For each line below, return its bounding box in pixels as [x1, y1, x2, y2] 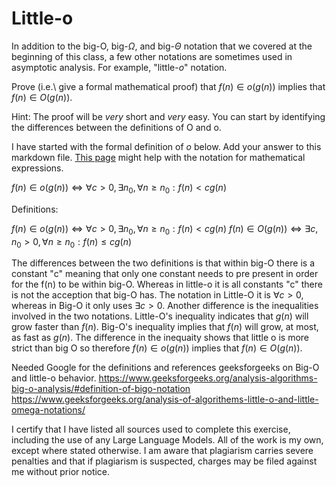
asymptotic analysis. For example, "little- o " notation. [11, 61, 228, 73]
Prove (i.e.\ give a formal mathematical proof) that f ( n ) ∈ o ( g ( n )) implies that [11, 80, 326, 92]
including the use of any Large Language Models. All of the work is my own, [11, 434, 324, 446]
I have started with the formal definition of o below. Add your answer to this [11, 140, 322, 152]
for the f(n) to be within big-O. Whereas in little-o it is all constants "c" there [11, 278, 323, 291]
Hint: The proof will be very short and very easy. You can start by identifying [11, 110, 326, 122]
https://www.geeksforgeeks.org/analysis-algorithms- [98, 372, 318, 384]
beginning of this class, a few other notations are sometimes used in [11, 50, 293, 62]
